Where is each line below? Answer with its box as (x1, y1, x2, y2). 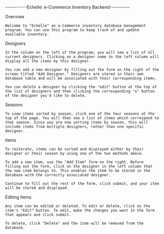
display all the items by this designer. (5, 59, 91, 64)
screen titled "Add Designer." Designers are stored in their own (5, 71, 144, 76)
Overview (5, 14, 25, 19)
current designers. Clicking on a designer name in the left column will (5, 54, 160, 59)
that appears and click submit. (5, 212, 71, 217)
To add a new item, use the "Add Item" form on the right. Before (5, 160, 144, 165)
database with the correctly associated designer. (5, 172, 111, 177)
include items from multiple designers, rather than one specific (5, 124, 144, 129)
